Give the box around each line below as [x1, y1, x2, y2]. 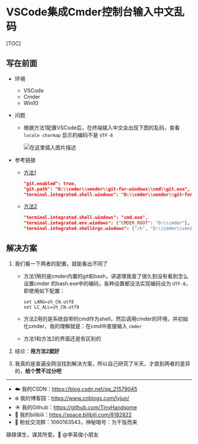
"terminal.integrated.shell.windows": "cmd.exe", [23, 215, 148, 221]
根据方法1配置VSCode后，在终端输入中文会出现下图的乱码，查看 [23, 124, 180, 131]
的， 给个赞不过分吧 [14, 367, 62, 374]
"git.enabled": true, [23, 181, 77, 186]
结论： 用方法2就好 [14, 348, 60, 355]
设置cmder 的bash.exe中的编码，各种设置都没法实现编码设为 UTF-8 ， [23, 280, 192, 287]
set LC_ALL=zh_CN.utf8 [23, 304, 80, 310]
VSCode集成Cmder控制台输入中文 [6, 5, 174, 19]
